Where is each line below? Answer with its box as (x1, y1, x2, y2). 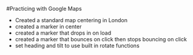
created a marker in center (15, 23, 82, 30)
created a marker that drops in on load (15, 29, 111, 36)
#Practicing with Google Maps (6, 5, 82, 12)
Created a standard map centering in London (15, 17, 127, 23)
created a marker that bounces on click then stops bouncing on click (15, 36, 187, 42)
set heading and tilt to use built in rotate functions (15, 42, 140, 49)
